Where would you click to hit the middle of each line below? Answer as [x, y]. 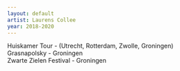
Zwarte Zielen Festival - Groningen [57, 61]
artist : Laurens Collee [42, 20]
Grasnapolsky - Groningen [45, 53]
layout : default [31, 13]
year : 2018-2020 [31, 26]
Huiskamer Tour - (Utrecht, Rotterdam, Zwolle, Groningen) [90, 46]
